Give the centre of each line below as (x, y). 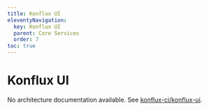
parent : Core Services (46, 33)
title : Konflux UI (34, 14)
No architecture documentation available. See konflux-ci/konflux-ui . (105, 100)
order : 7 (26, 40)
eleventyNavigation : (37, 20)
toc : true (22, 46)
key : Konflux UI (37, 26)
